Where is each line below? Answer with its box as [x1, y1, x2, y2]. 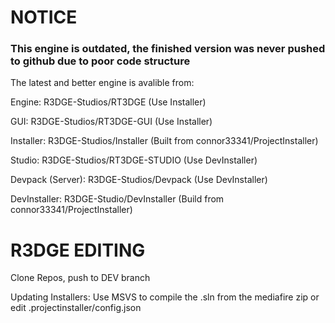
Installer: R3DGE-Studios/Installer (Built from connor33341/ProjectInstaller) [10, 135, 319, 147]
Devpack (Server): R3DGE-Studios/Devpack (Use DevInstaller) [10, 174, 268, 186]
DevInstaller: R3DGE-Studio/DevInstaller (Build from [10, 193, 225, 205]
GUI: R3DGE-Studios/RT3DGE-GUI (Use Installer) [10, 116, 213, 128]
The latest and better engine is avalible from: [10, 77, 195, 89]
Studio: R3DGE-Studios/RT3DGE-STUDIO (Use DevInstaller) [10, 154, 258, 166]
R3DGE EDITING [10, 239, 146, 261]
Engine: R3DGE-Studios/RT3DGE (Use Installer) [10, 96, 207, 108]
